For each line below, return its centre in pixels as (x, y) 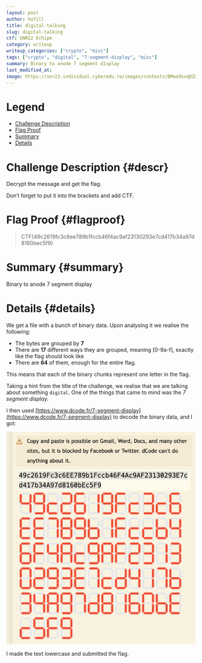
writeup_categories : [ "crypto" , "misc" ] (58, 51)
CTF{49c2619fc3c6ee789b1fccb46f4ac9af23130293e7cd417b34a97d (108, 237)
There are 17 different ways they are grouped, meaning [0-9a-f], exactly (104, 350)
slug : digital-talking (35, 32)
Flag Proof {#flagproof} (66, 220)
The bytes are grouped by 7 (49, 343)
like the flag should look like (49, 357)
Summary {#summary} (65, 268)
